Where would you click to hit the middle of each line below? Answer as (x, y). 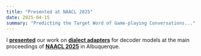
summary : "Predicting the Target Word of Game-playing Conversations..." (101, 23)
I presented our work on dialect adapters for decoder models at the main (98, 40)
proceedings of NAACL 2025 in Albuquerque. (63, 46)
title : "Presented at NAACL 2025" (50, 12)
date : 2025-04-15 (28, 17)
